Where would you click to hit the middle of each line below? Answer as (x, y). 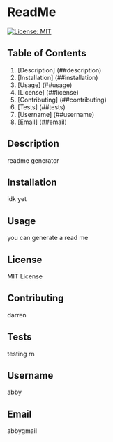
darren (17, 315)
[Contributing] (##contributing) (62, 100)
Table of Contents (47, 53)
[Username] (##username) (56, 114)
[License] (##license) (48, 92)
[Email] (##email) (42, 122)
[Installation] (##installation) (58, 77)
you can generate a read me (48, 238)
